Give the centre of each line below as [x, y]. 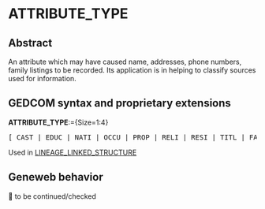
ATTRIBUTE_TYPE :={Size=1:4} [58, 122]
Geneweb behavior [56, 177]
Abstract [30, 43]
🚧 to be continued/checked [52, 196]
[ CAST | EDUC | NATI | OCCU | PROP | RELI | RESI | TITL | [127, 137]
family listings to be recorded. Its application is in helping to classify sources [132, 70]
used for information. [42, 78]
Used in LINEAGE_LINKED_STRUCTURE [73, 152]
